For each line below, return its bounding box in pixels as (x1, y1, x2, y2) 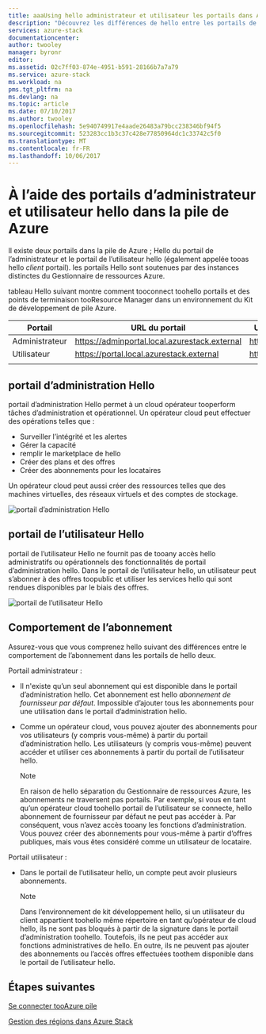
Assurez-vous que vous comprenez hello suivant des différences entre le (8, 642, 247, 652)
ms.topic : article (8, 100, 69, 108)
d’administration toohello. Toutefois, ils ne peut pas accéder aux (19, 932, 229, 941)
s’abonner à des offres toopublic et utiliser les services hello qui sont (8, 574, 233, 583)
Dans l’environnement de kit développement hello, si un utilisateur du (19, 906, 245, 917)
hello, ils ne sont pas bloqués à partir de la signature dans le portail (19, 924, 239, 933)
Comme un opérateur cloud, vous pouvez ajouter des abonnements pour (19, 721, 257, 731)
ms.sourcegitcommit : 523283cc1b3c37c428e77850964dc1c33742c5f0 (8, 129, 222, 137)
